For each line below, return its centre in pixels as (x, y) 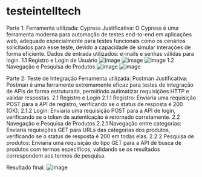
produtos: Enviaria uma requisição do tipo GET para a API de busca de (94, 142)
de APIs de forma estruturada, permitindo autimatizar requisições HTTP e (98, 91)
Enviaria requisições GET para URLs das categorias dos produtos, (88, 130)
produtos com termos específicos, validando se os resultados (83, 149)
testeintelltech (44, 11)
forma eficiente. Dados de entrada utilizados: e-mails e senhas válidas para (100, 53)
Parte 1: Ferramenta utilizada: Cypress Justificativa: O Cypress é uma (93, 28)
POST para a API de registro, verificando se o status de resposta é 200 (95, 104)
